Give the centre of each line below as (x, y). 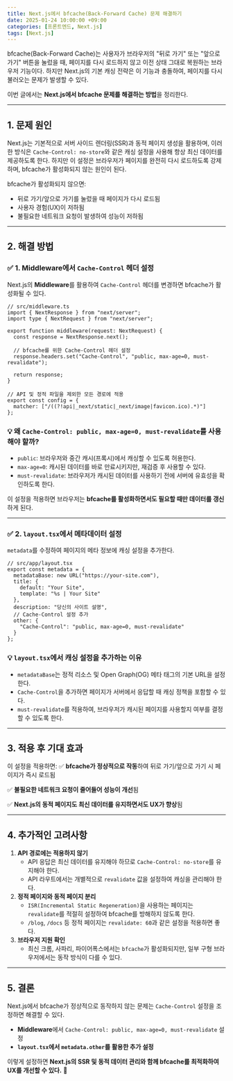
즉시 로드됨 (40, 775)
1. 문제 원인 (29, 125)
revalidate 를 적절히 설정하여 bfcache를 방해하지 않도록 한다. (111, 914)
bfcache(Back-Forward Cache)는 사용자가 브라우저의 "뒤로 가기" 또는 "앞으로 (114, 54)
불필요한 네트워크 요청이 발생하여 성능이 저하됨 (80, 216)
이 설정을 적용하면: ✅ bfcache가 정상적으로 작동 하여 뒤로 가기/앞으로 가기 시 (110, 766)
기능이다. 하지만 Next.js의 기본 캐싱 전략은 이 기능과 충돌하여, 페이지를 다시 (121, 71)
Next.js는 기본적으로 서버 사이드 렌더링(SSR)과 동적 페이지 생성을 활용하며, (109, 143)
